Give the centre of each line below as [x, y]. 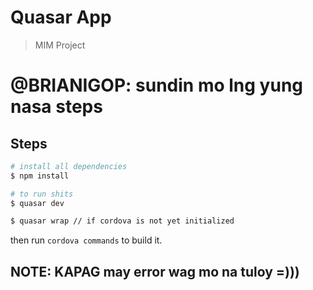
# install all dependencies [69, 166]
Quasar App [61, 17]
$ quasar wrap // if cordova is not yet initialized [122, 221]
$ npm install [40, 176]
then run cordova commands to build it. [86, 240]
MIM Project [60, 45]
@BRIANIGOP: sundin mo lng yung [157, 85]
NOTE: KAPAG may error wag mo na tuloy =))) [155, 271]
